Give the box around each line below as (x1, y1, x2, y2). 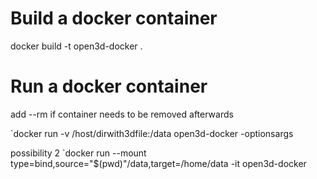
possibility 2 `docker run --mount (10, 147, 147, 159)
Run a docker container (10, 75, 208, 98)
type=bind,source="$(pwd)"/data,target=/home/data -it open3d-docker (10, 157, 307, 169)
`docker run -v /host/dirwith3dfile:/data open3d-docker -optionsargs (10, 127, 294, 139)
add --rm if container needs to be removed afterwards (10, 108, 234, 120)
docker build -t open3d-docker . (10, 40, 143, 52)
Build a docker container (10, 7, 218, 30)
